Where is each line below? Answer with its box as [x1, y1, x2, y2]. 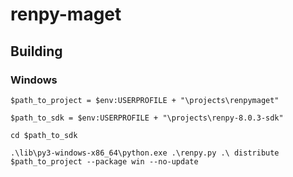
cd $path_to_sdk [10, 130, 78, 140]
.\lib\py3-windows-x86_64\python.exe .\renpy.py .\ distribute [10, 148, 280, 158]
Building [10, 43, 63, 60]
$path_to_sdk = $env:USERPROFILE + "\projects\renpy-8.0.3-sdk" [10, 113, 284, 123]
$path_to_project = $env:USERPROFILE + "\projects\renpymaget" [10, 95, 280, 105]
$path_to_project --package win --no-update [10, 156, 199, 167]
